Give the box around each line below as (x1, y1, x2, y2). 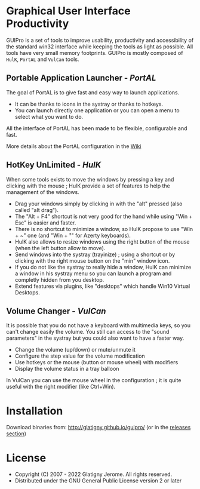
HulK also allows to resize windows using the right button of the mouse (14, 238, 190, 245)
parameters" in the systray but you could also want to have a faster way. (6, 334, 184, 342)
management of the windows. (6, 188, 79, 195)
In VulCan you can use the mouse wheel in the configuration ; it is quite (6, 377, 181, 384)
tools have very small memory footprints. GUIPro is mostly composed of (6, 49, 183, 56)
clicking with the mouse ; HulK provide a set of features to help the (6, 182, 170, 189)
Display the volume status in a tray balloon (14, 365, 119, 373)
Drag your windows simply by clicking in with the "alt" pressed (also (14, 200, 183, 207)
